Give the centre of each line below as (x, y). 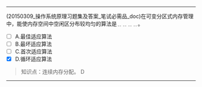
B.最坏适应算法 (33, 44)
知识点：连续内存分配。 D (53, 72)
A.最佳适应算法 (33, 36)
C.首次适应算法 (34, 52)
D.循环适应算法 (33, 59)
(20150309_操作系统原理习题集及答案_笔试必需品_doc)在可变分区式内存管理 (100, 16)
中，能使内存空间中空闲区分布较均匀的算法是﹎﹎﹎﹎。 (75, 24)
